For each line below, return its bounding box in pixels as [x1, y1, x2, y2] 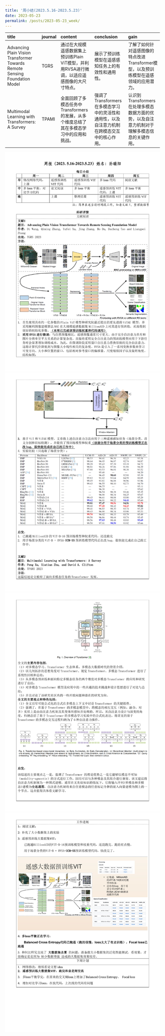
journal [41, 33, 56, 39]
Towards [7, 60, 25, 66]
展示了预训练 [94, 51, 120, 57]
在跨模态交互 [94, 128, 120, 134]
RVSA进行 [64, 66, 85, 72]
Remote [7, 65, 23, 71]
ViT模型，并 [60, 60, 85, 66]
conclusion [94, 33, 118, 39]
